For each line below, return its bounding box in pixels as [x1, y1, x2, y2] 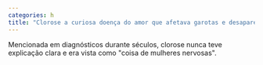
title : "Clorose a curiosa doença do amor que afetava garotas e [8, 19, 225, 26]
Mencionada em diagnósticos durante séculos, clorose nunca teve [8, 39, 223, 49]
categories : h [8, 11, 55, 19]
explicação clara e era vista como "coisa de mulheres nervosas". [8, 48, 217, 57]
